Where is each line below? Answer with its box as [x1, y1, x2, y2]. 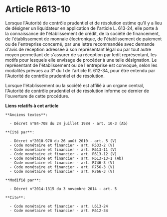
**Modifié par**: [5, 178, 41, 183]
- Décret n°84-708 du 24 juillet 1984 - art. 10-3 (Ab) [9, 121, 128, 126]
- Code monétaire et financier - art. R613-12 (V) [9, 151, 117, 156]
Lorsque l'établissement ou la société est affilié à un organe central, [5, 82, 145, 88]
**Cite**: [5, 195, 26, 200]
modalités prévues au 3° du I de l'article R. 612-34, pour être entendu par [5, 67, 156, 73]
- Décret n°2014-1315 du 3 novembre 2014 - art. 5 [9, 186, 117, 191]
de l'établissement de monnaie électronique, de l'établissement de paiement [5, 36, 162, 42]
